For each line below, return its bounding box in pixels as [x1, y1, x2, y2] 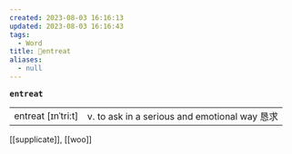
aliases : [9, 55, 43, 64]
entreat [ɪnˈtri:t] [14, 110, 79, 122]
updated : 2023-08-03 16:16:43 [9, 22, 125, 31]
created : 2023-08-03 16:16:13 [9, 13, 125, 23]
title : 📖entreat [9, 47, 71, 56]
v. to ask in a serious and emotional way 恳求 [86, 110, 279, 122]
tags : [9, 30, 30, 39]
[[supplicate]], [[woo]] [9, 133, 93, 145]
